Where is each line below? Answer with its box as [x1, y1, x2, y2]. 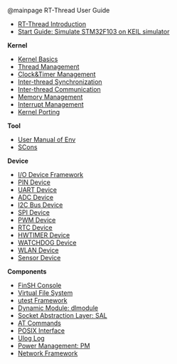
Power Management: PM [17, 341, 90, 350]
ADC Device [17, 193, 54, 201]
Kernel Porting [17, 108, 60, 116]
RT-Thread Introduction [17, 20, 87, 28]
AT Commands [17, 319, 62, 327]
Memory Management [17, 92, 83, 101]
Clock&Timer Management [17, 70, 96, 78]
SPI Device [17, 208, 50, 216]
